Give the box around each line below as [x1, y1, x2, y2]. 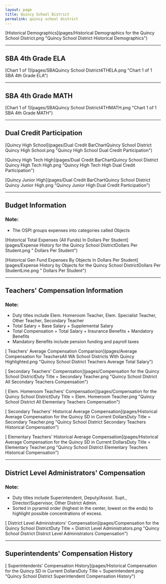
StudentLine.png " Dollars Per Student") [5, 268, 86, 273]
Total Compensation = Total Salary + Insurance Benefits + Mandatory [12, 328, 154, 334]
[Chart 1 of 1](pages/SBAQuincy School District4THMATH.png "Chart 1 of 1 [5, 105, 157, 110]
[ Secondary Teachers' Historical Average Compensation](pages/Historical [5, 408, 158, 414]
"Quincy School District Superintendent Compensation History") [5, 573, 136, 579]
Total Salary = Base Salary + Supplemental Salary [12, 323, 114, 329]
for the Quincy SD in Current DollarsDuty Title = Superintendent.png [5, 568, 144, 574]
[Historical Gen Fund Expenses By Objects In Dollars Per [5, 257, 120, 263]
